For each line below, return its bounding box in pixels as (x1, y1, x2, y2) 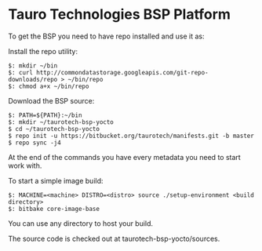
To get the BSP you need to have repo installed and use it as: (8, 31, 205, 41)
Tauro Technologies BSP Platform (8, 5, 231, 24)
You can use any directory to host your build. (8, 218, 154, 228)
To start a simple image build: (8, 176, 104, 185)
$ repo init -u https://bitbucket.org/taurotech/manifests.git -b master (8, 132, 255, 140)
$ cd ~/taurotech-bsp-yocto (8, 125, 100, 133)
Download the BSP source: (8, 96, 95, 105)
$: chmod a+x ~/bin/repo (8, 82, 89, 90)
